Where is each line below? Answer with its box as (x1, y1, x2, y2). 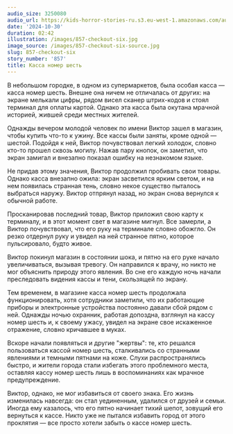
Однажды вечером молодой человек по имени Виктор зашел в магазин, (7, 124, 223, 132)
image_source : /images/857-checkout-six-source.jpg (7, 42, 159, 49)
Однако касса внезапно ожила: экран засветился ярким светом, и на (7, 174, 214, 183)
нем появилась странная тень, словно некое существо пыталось (7, 181, 201, 190)
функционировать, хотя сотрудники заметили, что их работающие (7, 296, 205, 304)
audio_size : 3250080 (7, 10, 67, 17)
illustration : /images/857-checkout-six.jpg (7, 36, 138, 43)
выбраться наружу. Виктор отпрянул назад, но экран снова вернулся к (7, 189, 219, 197)
